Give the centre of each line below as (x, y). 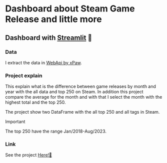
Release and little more (53, 19)
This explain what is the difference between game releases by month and (81, 86)
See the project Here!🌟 (29, 155)
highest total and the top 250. (35, 102)
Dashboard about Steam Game (70, 9)
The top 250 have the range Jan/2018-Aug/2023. (56, 131)
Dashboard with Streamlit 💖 (49, 38)
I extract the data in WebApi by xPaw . (44, 62)
